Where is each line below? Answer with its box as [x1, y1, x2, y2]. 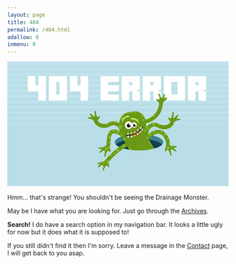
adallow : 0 [7, 34, 39, 41]
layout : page [7, 11, 46, 18]
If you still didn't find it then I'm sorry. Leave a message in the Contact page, [7, 241, 228, 249]
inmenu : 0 [7, 41, 37, 48]
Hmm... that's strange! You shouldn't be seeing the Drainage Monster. [7, 193, 209, 202]
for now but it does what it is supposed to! [7, 227, 129, 236]
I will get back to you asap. [7, 249, 85, 257]
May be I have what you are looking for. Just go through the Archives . [7, 206, 209, 215]
